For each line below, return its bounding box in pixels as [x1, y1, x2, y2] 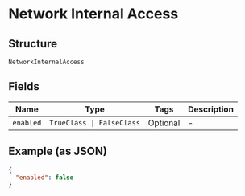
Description [188, 104, 234, 115]
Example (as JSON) [8, 145, 107, 158]
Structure [8, 37, 58, 51]
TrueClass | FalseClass [49, 118, 141, 127]
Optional [147, 117, 181, 129]
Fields [8, 80, 40, 93]
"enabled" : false [15, 174, 74, 182]
